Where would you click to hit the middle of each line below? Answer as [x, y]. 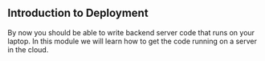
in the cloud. [28, 49]
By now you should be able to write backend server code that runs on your [131, 32]
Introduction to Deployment [78, 13]
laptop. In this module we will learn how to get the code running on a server [132, 41]
